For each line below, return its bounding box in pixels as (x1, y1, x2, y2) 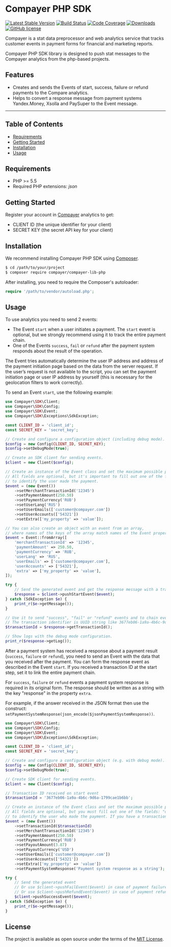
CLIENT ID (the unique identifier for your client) (12, 222, 112, 228)
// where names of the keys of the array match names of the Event (5, 530, 152, 535)
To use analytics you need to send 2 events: (5, 316, 98, 322)
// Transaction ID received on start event (5, 791, 99, 796)
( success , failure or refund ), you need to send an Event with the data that (5, 653, 160, 659)
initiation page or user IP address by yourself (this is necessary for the (5, 374, 153, 380)
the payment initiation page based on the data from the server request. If (5, 363, 158, 369)
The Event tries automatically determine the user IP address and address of (5, 358, 164, 364)
